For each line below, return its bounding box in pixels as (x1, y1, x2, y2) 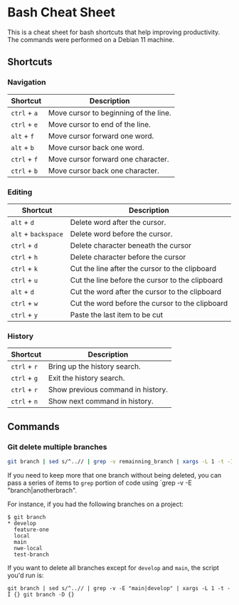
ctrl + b (11, 165, 38, 175)
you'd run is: (7, 571, 44, 579)
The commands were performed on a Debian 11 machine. (7, 35, 174, 43)
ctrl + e (11, 119, 38, 129)
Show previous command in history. (48, 385, 169, 395)
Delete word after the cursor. (70, 217, 166, 227)
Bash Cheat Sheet (7, 4, 116, 21)
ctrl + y (11, 310, 38, 320)
